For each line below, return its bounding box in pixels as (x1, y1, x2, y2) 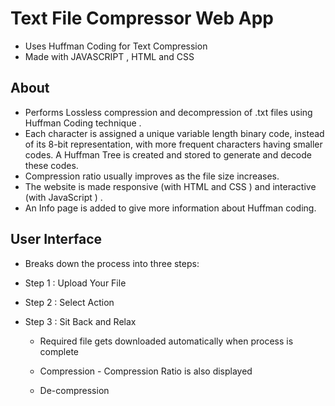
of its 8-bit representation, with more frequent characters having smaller (24, 138, 323, 150)
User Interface (10, 231, 103, 248)
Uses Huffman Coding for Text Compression (24, 40, 208, 52)
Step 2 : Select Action (24, 296, 115, 308)
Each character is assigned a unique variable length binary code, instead (24, 127, 325, 139)
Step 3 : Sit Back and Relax (24, 315, 137, 327)
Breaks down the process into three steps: (24, 257, 200, 269)
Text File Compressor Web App (10, 7, 274, 30)
